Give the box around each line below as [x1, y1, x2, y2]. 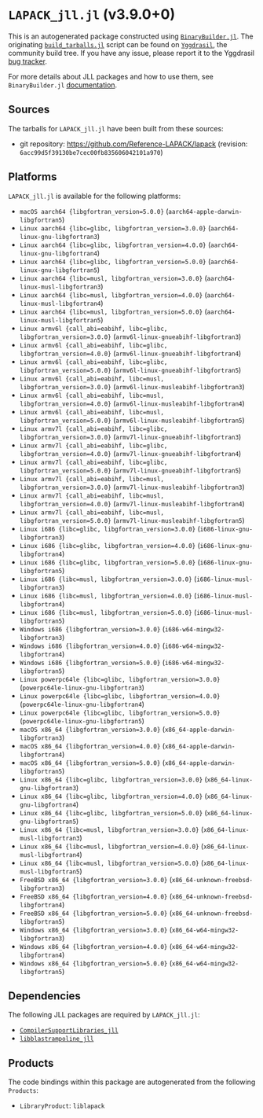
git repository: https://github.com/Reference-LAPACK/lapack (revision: [19, 139, 248, 149]
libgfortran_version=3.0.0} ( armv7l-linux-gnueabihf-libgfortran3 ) [19, 432, 242, 441]
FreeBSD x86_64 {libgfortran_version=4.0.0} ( [19, 891, 173, 901]
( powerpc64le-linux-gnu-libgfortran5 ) [19, 715, 145, 725]
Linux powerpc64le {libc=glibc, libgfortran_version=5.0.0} [19, 709, 221, 717]
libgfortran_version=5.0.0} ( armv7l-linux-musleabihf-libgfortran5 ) [19, 515, 245, 524]
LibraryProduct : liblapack [19, 1101, 105, 1110]
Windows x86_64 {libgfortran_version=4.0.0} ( [19, 941, 173, 951]
